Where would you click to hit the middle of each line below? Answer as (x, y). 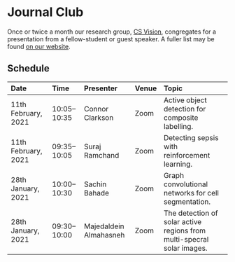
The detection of (191, 213)
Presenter (100, 88)
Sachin (95, 184)
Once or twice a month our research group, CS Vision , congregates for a (112, 32)
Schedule (29, 68)
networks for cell (191, 193)
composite (181, 118)
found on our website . (39, 46)
